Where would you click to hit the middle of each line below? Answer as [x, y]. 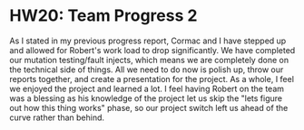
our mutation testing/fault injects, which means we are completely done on [149, 60]
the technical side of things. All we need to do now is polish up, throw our [147, 70]
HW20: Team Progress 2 [103, 16]
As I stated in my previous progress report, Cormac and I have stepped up [148, 41]
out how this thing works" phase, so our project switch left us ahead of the [149, 107]
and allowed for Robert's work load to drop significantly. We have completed [152, 50]
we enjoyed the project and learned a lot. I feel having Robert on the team [147, 88]
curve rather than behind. [57, 117]
